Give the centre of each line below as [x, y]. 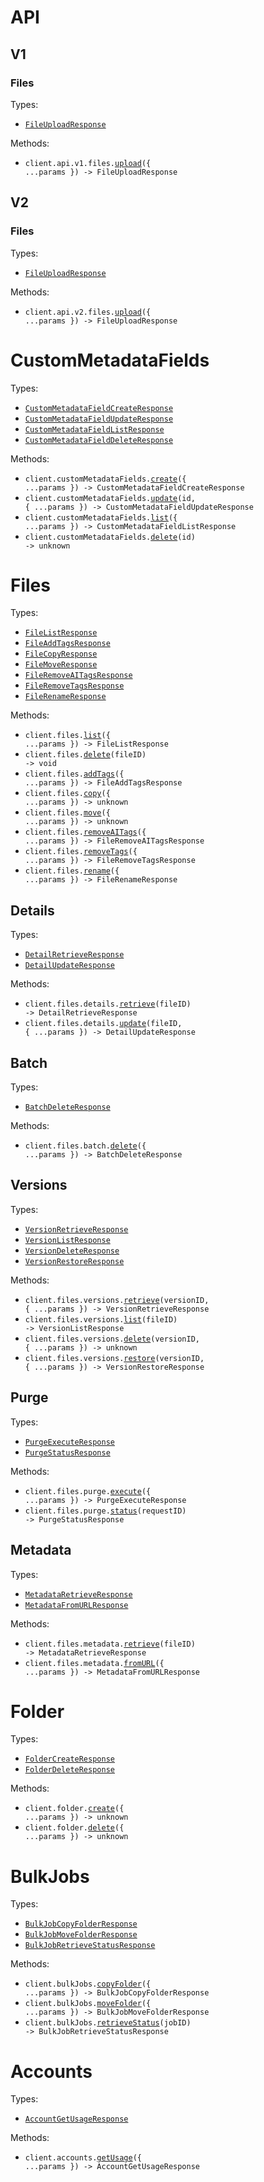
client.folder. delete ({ [74, 1828]
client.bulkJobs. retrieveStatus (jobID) [108, 2023]
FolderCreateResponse [69, 1759]
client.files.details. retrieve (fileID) [108, 1004]
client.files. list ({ [67, 736]
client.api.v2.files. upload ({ [88, 312]
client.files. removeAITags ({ [85, 832]
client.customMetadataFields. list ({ [101, 517]
